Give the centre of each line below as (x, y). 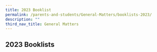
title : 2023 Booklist (28, 10)
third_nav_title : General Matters (42, 24)
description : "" (23, 19)
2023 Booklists (30, 44)
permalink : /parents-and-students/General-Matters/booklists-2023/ (79, 15)
